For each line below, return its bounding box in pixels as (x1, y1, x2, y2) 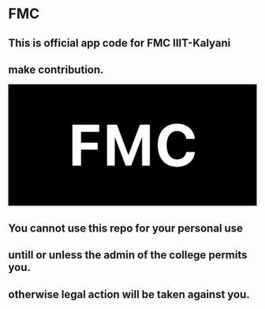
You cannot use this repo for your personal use (8, 221, 243, 235)
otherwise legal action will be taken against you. (8, 288, 250, 301)
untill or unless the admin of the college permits (8, 248, 248, 262)
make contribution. (8, 62, 104, 76)
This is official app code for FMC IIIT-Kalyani (8, 36, 231, 50)
